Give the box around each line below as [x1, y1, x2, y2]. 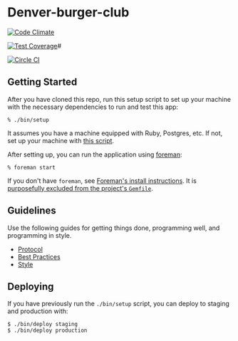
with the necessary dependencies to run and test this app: [7, 103, 179, 111]
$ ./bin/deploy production [7, 327, 88, 335]
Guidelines [7, 204, 56, 217]
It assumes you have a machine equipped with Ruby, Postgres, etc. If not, [7, 129, 223, 137]
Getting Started [7, 76, 78, 88]
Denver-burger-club [7, 4, 130, 21]
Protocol [17, 245, 43, 253]
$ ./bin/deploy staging [7, 321, 78, 328]
